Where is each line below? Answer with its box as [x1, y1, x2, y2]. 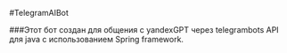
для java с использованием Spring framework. [9, 34, 184, 44]
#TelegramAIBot [9, 8, 70, 18]
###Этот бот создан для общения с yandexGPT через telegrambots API [9, 25, 279, 34]
